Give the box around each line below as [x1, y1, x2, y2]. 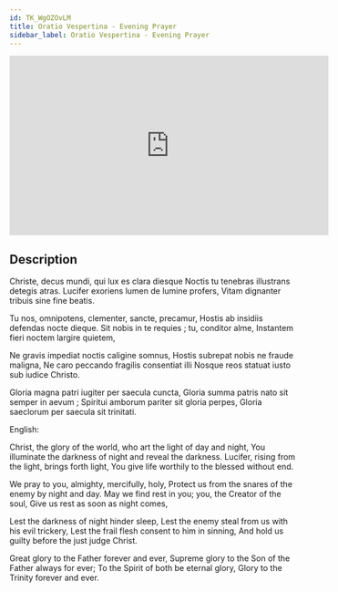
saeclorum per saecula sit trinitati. [9, 407, 137, 418]
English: [9, 424, 39, 435]
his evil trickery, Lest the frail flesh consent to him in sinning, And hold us [9, 525, 284, 536]
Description [9, 252, 77, 267]
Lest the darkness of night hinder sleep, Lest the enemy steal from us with [9, 516, 289, 527]
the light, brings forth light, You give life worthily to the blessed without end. [9, 462, 294, 473]
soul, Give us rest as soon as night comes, [9, 498, 169, 509]
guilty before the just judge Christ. [9, 535, 138, 546]
